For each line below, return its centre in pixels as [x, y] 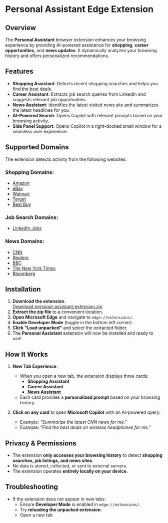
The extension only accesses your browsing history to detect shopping [87, 455]
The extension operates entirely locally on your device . [70, 471]
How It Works [27, 354]
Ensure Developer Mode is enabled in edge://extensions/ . [80, 504]
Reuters [20, 257]
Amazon [21, 183]
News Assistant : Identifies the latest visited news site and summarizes [85, 105]
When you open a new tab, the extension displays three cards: [84, 376]
